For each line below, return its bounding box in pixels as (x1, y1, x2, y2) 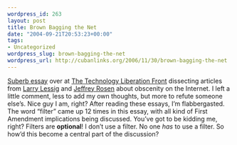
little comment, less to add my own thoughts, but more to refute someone (7, 91, 223, 100)
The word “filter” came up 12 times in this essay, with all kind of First (7, 106, 208, 115)
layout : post (7, 17, 46, 24)
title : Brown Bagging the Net (7, 24, 98, 31)
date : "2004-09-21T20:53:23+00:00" (7, 30, 113, 38)
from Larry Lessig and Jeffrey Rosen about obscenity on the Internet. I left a (7, 84, 230, 93)
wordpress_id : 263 (7, 10, 62, 18)
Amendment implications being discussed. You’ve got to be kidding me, (7, 114, 218, 123)
